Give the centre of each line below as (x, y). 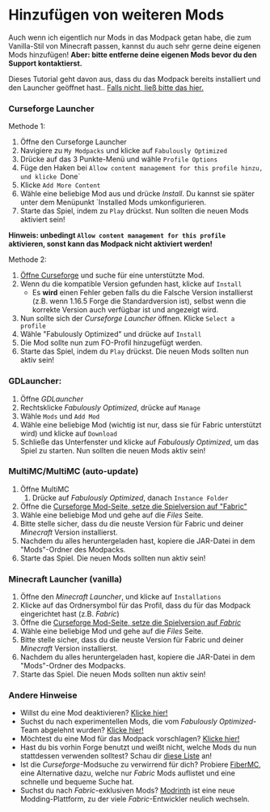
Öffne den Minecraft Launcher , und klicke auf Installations (120, 597)
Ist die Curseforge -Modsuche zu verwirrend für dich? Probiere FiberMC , (140, 765)
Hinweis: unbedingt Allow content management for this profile (117, 235)
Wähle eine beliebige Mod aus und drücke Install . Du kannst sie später (137, 194)
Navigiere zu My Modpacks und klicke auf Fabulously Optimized (124, 151)
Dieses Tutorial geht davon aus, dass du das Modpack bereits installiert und (135, 79)
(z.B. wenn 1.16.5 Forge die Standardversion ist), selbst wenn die (139, 301)
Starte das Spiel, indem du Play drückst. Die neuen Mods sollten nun (134, 351)
